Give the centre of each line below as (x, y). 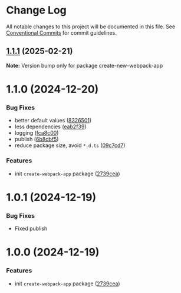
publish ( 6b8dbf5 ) (37, 139)
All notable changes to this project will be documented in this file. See (91, 26)
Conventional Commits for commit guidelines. (61, 32)
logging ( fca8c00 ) (37, 133)
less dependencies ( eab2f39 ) (50, 126)
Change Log (36, 10)
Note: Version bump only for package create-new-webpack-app (85, 65)
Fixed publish (31, 229)
